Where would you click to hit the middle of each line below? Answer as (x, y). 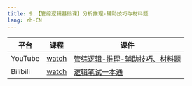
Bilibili (20, 71)
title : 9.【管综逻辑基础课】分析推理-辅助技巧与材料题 (78, 14)
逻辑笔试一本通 (98, 72)
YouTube (25, 58)
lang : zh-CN (25, 20)
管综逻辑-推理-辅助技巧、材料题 (127, 59)
